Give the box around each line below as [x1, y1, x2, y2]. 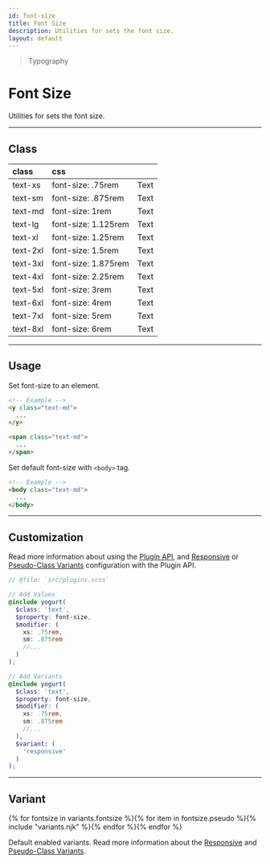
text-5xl [12, 284, 44, 295]
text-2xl [12, 245, 44, 256]
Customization [8, 531, 84, 544]
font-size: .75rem [51, 180, 119, 190]
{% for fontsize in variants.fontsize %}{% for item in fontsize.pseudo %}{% [8, 814, 257, 824]
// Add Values [8, 591, 56, 599]
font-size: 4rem [51, 297, 112, 308]
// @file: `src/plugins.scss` [8, 576, 110, 584]
